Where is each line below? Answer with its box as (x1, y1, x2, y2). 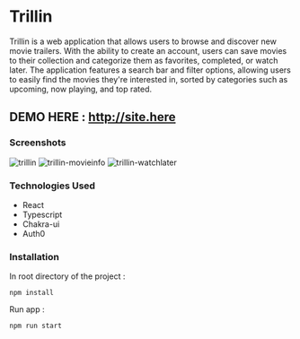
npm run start (9, 321, 63, 331)
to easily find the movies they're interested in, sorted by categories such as (9, 74, 288, 84)
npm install (9, 289, 54, 298)
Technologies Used (9, 179, 96, 192)
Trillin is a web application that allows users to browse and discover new (9, 36, 277, 47)
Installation (9, 250, 60, 263)
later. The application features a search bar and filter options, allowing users (9, 65, 292, 75)
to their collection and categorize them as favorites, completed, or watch (9, 55, 278, 65)
